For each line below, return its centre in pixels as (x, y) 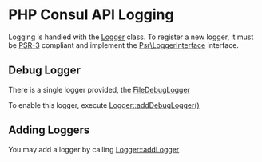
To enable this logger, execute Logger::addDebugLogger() (104, 105)
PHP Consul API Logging (91, 15)
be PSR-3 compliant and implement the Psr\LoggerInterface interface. (124, 45)
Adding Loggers (49, 130)
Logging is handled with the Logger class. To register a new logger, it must (131, 37)
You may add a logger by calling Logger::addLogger (94, 149)
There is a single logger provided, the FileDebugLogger (99, 89)
